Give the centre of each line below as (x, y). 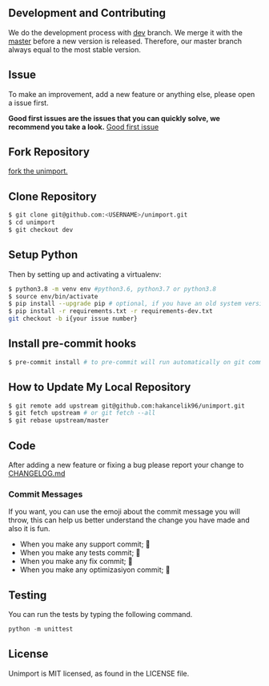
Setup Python (43, 255)
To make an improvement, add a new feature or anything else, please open (132, 94)
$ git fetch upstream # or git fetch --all (82, 413)
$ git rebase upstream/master (59, 420)
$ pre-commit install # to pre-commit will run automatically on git (127, 362)
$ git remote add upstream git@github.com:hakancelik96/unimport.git (127, 406)
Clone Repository (53, 196)
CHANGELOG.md (37, 473)
